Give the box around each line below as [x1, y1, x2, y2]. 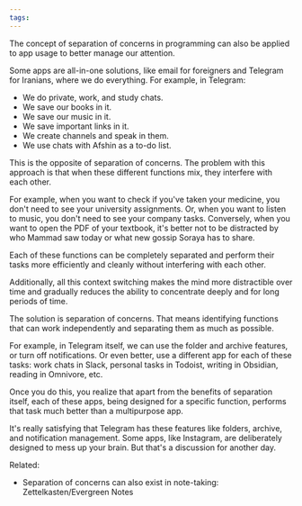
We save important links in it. [22, 121, 129, 131]
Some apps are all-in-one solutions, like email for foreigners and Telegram [9, 65, 284, 76]
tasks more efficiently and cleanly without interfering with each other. [9, 258, 267, 270]
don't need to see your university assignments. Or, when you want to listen [9, 203, 287, 214]
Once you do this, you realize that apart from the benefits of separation [9, 386, 272, 397]
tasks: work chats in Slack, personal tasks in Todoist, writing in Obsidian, [9, 359, 279, 370]
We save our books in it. [22, 101, 112, 113]
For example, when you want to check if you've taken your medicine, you [9, 194, 280, 204]
